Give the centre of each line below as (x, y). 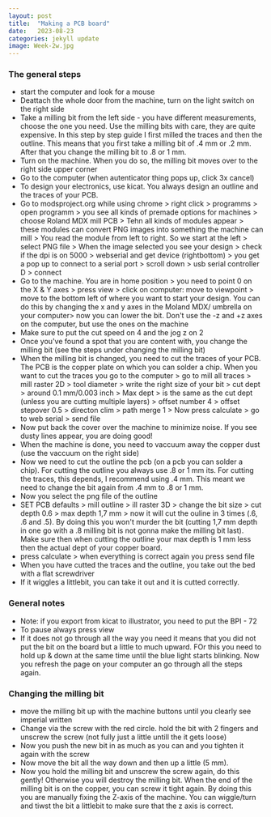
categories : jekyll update (54, 38)
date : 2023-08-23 (41, 31)
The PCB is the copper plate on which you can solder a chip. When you (139, 367)
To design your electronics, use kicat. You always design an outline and (139, 186)
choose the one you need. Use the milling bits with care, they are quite (138, 126)
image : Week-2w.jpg (41, 46)
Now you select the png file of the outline (89, 496)
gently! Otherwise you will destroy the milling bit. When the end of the (136, 780)
